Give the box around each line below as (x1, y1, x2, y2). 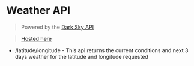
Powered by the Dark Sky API (20, 23, 94, 31)
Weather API (6, 4, 71, 17)
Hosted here (20, 35, 52, 42)
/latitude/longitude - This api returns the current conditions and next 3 (14, 46, 189, 54)
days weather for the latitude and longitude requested (14, 53, 148, 60)
